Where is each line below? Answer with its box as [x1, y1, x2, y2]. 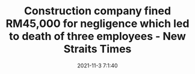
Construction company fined [23, 4, 172, 18]
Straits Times [63, 42, 132, 56]
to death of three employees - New [9, 30, 186, 43]
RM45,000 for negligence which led [5, 17, 190, 30]
